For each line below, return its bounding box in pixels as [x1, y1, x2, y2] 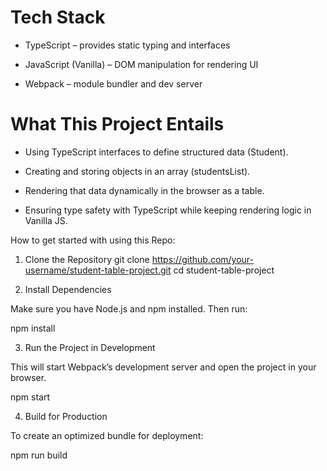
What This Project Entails [10, 113, 225, 136]
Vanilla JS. [24, 214, 68, 226]
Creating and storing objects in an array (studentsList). [24, 165, 251, 177]
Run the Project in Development [24, 341, 156, 353]
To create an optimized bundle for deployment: [10, 429, 204, 441]
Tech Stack [10, 6, 106, 29]
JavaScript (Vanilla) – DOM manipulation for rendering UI [24, 58, 259, 70]
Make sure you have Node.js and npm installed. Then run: [10, 302, 248, 315]
